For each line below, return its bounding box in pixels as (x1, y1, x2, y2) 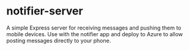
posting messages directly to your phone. (6, 37, 111, 44)
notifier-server (6, 4, 84, 18)
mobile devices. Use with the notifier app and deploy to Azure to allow (6, 30, 183, 37)
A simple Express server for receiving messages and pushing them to (6, 24, 182, 31)
